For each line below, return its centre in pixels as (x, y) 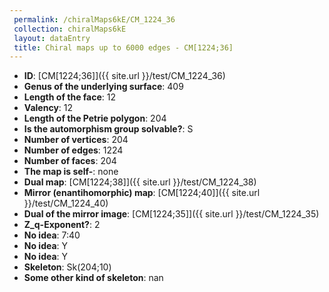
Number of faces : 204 (70, 161)
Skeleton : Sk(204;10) (67, 267)
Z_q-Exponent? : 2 (62, 225)
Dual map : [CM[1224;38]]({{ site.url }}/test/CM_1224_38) (140, 182)
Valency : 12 (48, 108)
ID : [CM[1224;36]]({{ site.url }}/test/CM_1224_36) (124, 76)
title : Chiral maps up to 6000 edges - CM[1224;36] (123, 47)
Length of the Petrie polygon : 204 (95, 118)
